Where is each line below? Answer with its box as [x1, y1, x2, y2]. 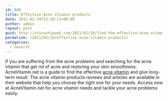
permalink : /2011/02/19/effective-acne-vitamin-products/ [5, 35, 128, 40]
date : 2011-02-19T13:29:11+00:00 [5, 16, 75, 21]
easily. [5, 90, 18, 96]
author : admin [5, 21, 35, 26]
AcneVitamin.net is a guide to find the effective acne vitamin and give [5, 68, 148, 75]
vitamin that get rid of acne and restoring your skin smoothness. [5, 63, 137, 69]
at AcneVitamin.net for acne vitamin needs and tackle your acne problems [5, 84, 157, 90]
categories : [5, 40, 30, 45]
